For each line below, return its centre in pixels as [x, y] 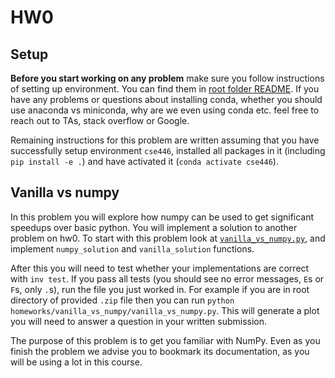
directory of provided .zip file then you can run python [122, 300]
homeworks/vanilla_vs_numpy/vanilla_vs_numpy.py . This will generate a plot [165, 310]
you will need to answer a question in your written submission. [139, 321]
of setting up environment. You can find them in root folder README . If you [165, 89]
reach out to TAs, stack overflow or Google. [100, 120]
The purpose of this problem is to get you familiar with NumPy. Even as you [165, 340]
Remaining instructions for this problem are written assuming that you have [165, 140]
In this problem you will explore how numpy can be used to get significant [162, 217]
